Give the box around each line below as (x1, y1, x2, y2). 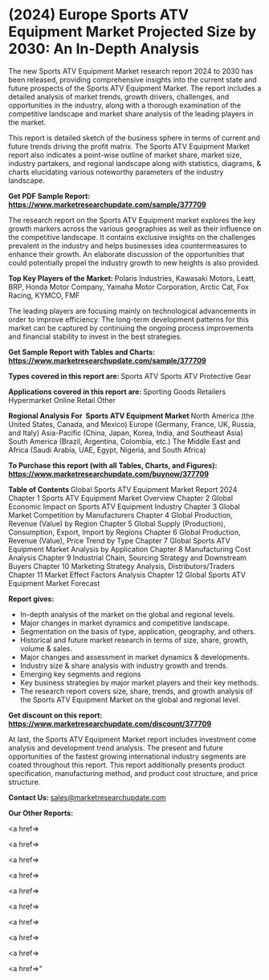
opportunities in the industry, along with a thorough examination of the (8, 100, 242, 110)
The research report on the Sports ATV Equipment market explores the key (8, 215, 256, 225)
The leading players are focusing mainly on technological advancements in (8, 306, 256, 315)
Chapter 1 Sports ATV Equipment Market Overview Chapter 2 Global (8, 493, 234, 502)
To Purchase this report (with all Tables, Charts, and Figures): (8, 460, 218, 470)
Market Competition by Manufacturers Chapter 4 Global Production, (8, 510, 233, 519)
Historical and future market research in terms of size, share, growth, (19, 635, 249, 645)
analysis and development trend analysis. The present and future (8, 742, 223, 752)
